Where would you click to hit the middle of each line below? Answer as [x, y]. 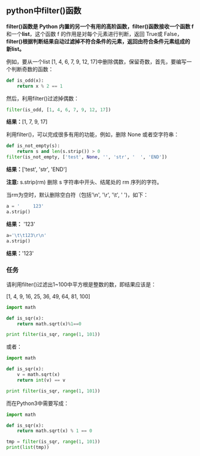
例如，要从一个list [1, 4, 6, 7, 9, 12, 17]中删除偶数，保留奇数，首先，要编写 [96, 61]
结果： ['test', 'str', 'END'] [37, 169]
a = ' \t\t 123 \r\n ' [26, 235]
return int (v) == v [41, 380]
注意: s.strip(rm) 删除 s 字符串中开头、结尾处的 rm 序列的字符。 [84, 182]
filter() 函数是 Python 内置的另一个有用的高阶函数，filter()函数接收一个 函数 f [100, 26]
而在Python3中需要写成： [38, 403]
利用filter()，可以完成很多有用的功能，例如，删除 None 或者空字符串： [93, 134]
